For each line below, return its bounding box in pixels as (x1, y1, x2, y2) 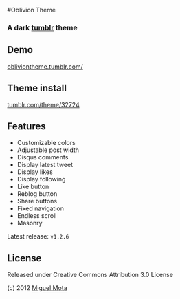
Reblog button (16, 190, 58, 198)
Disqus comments (16, 153, 69, 162)
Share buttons (16, 197, 57, 206)
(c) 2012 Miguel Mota (7, 284, 67, 292)
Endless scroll (16, 212, 57, 220)
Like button (16, 182, 49, 191)
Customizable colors (16, 139, 76, 147)
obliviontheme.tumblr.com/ (7, 62, 84, 71)
